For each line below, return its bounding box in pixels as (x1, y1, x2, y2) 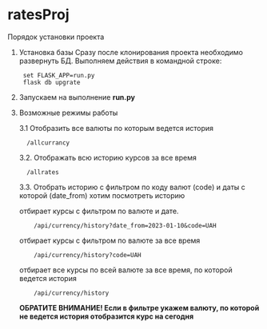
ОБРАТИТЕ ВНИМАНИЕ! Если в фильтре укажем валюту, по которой (18, 303, 260, 312)
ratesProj (7, 6, 70, 24)
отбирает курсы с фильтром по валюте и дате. (18, 206, 179, 216)
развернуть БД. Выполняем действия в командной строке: (18, 56, 222, 65)
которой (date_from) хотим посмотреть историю (18, 190, 185, 200)
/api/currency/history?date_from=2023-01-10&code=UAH (34, 221, 217, 229)
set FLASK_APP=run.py (22, 71, 95, 79)
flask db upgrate (22, 78, 81, 86)
